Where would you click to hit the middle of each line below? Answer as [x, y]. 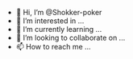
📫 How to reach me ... [53, 47]
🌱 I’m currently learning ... [59, 29]
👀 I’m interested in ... [50, 21]
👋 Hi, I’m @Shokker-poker [59, 12]
